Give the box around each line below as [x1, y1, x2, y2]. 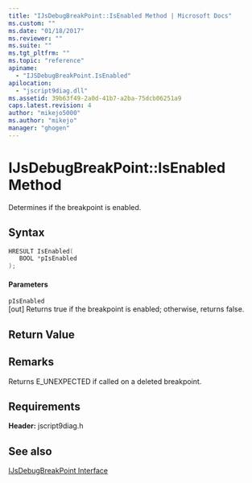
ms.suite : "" [8, 42, 52, 50]
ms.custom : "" [8, 19, 56, 27]
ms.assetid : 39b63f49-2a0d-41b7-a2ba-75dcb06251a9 [8, 94, 182, 102]
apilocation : [8, 79, 52, 87]
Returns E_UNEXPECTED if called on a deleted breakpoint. [8, 376, 202, 386]
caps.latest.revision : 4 [8, 101, 92, 109]
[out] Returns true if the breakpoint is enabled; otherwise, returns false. [8, 304, 245, 314]
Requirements [8, 399, 81, 413]
